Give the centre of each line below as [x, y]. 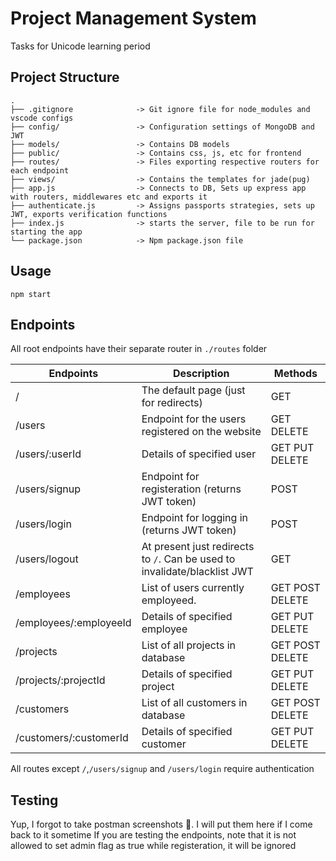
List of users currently [193, 588]
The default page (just [193, 390]
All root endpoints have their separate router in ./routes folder [139, 349]
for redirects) [172, 403]
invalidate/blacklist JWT [197, 572]
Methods [295, 374]
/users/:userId [48, 454]
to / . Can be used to [188, 559]
